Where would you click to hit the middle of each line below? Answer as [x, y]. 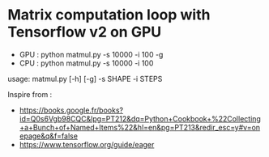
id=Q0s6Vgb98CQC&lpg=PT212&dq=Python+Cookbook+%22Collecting [140, 118]
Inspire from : [30, 94]
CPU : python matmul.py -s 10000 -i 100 [86, 63]
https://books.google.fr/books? [71, 110]
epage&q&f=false [49, 136]
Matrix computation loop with [109, 15]
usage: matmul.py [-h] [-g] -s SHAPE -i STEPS [85, 78]
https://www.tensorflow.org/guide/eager [87, 144]
